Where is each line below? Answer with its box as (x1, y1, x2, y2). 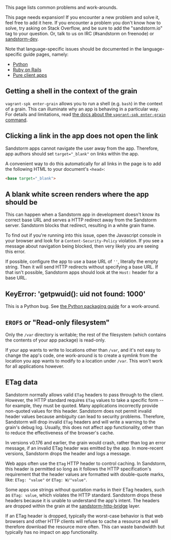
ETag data (5, 378, 38, 387)
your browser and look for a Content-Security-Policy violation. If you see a (5, 238, 163, 244)
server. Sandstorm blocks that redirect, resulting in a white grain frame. (5, 222, 155, 229)
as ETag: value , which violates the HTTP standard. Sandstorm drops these (5, 492, 162, 498)
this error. (5, 249, 26, 255)
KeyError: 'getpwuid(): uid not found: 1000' (5, 289, 146, 298)
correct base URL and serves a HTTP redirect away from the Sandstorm (5, 217, 157, 223)
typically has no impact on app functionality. (5, 529, 99, 535)
